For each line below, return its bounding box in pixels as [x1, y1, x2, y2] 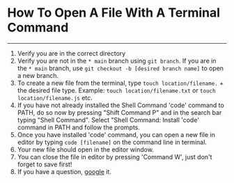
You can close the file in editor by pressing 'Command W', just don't [17, 152, 212, 161]
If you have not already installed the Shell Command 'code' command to [17, 101, 224, 109]
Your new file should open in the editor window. [17, 145, 155, 154]
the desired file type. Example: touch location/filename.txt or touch [17, 86, 216, 95]
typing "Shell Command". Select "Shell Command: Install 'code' [17, 116, 200, 124]
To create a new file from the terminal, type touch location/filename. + [17, 79, 224, 87]
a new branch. [17, 71, 59, 79]
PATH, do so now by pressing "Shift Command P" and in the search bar [17, 108, 222, 116]
